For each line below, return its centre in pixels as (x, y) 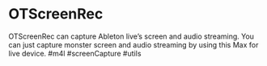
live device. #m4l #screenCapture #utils (75, 53)
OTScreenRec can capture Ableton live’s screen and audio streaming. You (131, 36)
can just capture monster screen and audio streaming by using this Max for (133, 44)
